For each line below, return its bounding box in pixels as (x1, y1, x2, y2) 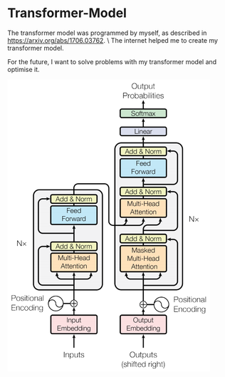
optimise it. (7, 65, 41, 73)
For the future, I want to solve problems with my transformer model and (7, 57, 217, 66)
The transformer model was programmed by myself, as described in (7, 29, 207, 37)
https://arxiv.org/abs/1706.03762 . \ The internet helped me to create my (7, 36, 219, 44)
